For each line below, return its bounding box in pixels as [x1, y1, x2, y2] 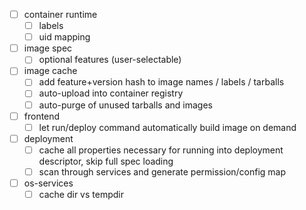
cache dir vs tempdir [38, 188, 124, 200]
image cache [23, 65, 78, 77]
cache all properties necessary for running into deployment [38, 144, 284, 156]
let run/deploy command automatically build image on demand [38, 121, 297, 133]
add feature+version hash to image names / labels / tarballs [38, 76, 285, 88]
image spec [23, 42, 73, 54]
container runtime [23, 9, 98, 20]
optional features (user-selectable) [38, 54, 182, 66]
